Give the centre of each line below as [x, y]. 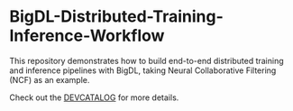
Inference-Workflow [87, 36]
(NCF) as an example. [50, 79]
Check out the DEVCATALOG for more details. [94, 97]
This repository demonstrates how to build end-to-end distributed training [146, 60]
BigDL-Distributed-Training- [116, 17]
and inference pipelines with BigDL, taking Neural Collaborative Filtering [143, 70]
